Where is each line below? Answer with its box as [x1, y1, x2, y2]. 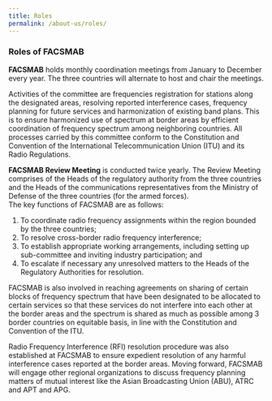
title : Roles [8, 11, 53, 20]
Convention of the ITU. [8, 326, 84, 335]
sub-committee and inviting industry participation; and [19, 249, 203, 260]
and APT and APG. [8, 385, 71, 395]
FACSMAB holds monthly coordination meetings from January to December [8, 64, 262, 74]
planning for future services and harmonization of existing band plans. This [8, 106, 260, 116]
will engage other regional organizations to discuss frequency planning [8, 367, 246, 377]
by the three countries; [19, 224, 97, 234]
